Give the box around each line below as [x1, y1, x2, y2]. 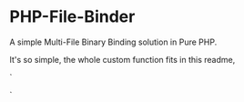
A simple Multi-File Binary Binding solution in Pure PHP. [9, 36, 218, 47]
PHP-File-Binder [9, 6, 136, 27]
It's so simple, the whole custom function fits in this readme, [9, 54, 236, 65]
